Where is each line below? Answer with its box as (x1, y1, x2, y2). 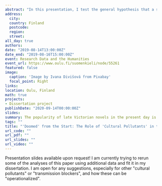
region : (9, 29, 25, 34)
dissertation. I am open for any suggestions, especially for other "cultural (5, 165, 150, 171)
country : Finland (9, 20, 44, 26)
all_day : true (5, 39, 34, 43)
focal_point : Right (9, 79, 49, 84)
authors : (5, 43, 23, 48)
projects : (5, 97, 25, 102)
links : (5, 83, 18, 88)
